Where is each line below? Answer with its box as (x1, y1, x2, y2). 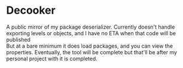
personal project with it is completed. (6, 55, 97, 62)
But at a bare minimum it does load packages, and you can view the (6, 42, 173, 50)
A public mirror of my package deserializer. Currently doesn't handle (6, 23, 175, 30)
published (6, 36, 31, 43)
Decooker (6, 4, 56, 17)
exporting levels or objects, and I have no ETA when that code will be (6, 29, 176, 36)
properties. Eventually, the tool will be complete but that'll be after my (6, 48, 178, 55)
